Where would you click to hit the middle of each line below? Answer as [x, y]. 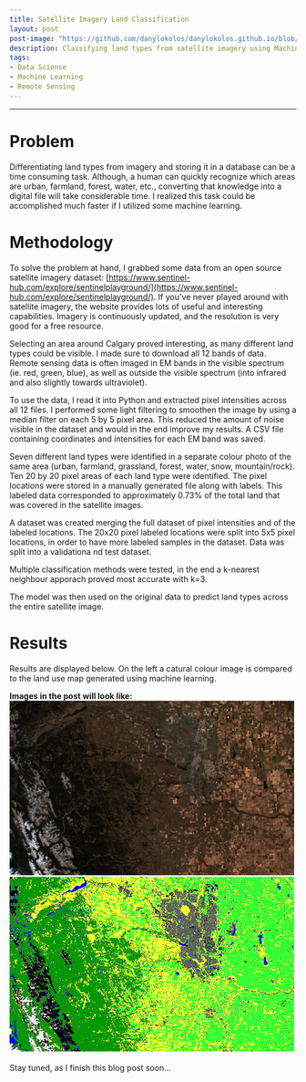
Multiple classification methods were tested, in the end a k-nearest [134, 569]
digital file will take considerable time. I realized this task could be [133, 195]
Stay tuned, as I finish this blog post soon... [90, 1067]
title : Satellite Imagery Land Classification [99, 19]
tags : [20, 58]
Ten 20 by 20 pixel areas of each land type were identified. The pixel [138, 475]
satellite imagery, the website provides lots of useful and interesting [136, 307]
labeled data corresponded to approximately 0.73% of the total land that [145, 495]
